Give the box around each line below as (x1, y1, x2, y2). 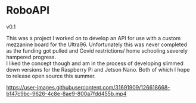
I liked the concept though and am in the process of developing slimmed (6, 60, 183, 67)
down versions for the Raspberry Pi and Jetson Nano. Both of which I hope (6, 66, 190, 73)
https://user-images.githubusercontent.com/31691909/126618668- (6, 83, 170, 91)
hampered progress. (6, 53, 57, 60)
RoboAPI (6, 4, 50, 17)
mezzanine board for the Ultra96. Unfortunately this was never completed (6, 41, 188, 48)
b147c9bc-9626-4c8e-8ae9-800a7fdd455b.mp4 (6, 90, 127, 97)
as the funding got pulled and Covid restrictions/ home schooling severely (6, 47, 188, 54)
